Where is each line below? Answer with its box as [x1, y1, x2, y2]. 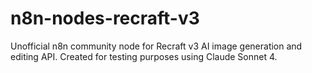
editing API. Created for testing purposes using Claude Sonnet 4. [10, 50, 278, 62]
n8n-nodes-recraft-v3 [10, 7, 200, 30]
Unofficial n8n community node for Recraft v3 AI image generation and [10, 40, 303, 52]
